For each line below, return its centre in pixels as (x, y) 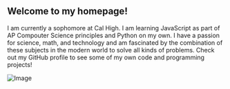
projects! (20, 64)
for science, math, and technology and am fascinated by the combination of (115, 42)
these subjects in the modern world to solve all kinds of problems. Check (111, 50)
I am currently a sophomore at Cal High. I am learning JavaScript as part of (114, 28)
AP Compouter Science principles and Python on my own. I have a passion (113, 35)
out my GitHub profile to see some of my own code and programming (106, 57)
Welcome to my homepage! (67, 11)
